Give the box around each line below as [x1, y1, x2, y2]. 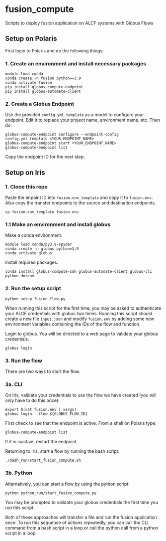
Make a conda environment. [5, 232, 63, 238]
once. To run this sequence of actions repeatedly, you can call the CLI [5, 520, 149, 526]
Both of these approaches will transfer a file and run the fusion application [5, 514, 158, 520]
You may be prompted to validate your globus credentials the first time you [5, 499, 158, 505]
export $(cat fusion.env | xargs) [5, 407, 77, 412]
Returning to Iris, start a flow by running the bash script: [5, 448, 120, 454]
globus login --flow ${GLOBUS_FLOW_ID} [5, 411, 88, 417]
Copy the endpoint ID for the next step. [5, 154, 85, 160]
